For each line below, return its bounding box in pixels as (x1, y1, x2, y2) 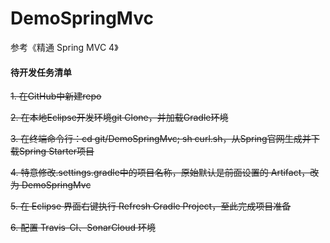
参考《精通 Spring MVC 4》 (10, 41, 119, 53)
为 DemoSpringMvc (10, 179, 92, 191)
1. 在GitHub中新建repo (10, 90, 102, 102)
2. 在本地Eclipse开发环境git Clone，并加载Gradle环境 (10, 112, 229, 124)
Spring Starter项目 (18, 145, 95, 157)
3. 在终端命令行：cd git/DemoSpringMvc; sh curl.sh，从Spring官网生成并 (10, 133, 312, 145)
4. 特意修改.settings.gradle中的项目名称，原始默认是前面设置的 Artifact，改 (10, 167, 320, 179)
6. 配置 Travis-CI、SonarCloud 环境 (10, 222, 156, 234)
